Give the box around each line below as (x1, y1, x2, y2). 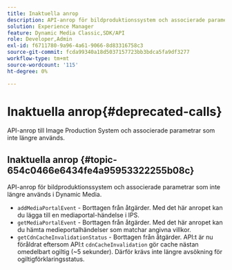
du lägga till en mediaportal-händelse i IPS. (17, 211, 139, 220)
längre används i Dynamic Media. (7, 191, 102, 199)
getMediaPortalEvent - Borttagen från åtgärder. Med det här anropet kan (17, 218, 223, 226)
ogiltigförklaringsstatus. (17, 255, 85, 263)
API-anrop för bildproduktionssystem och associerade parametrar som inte (7, 183, 221, 191)
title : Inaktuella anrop (7, 10, 79, 17)
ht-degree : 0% (7, 68, 48, 75)
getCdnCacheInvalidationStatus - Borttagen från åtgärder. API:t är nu (17, 233, 213, 242)
